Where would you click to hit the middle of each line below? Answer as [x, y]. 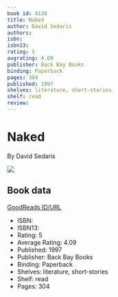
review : [18, 103]
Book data [29, 191]
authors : [20, 33]
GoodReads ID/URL [34, 207]
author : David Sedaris [39, 26]
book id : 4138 [27, 13]
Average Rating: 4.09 [47, 242]
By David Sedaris [32, 156]
